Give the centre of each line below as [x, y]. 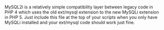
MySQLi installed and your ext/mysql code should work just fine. [70, 22]
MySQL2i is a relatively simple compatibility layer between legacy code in [79, 7]
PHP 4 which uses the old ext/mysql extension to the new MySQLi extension [82, 12]
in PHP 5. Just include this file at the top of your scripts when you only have [81, 17]
